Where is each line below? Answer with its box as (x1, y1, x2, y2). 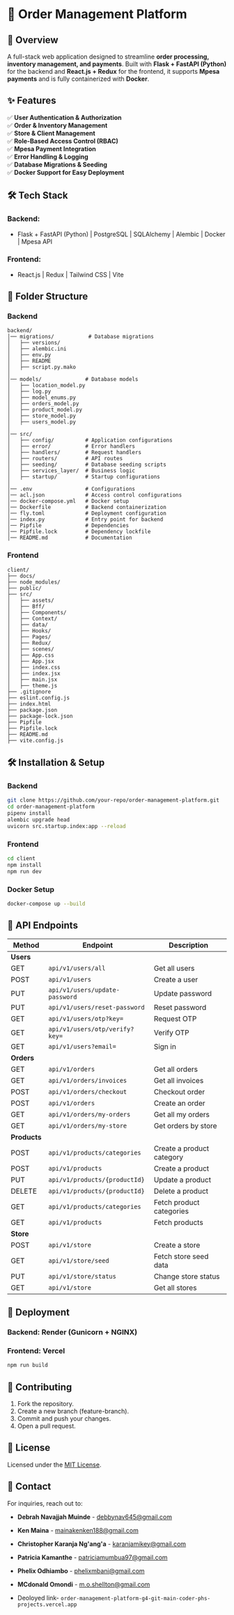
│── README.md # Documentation (7, 534, 132, 542)
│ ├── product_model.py (7, 407, 82, 414)
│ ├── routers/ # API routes (7, 455, 123, 462)
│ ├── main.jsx (7, 676, 58, 683)
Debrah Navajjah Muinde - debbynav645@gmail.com (17, 1513, 173, 1521)
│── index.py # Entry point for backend (7, 516, 164, 523)
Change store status (153, 1271, 221, 1281)
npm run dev (7, 868, 42, 875)
